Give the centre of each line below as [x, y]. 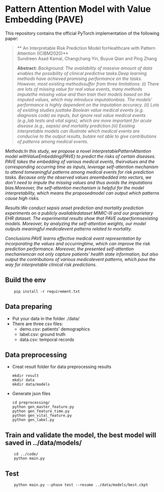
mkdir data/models [31, 384]
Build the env [26, 280]
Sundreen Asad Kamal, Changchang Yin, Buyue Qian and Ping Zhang [87, 58]
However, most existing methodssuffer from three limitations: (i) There [88, 84]
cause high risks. [23, 198]
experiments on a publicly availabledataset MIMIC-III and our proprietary [79, 213]
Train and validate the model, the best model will [81, 435]
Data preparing [29, 307]
